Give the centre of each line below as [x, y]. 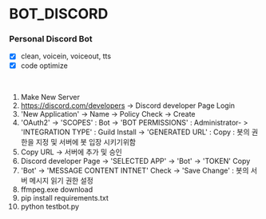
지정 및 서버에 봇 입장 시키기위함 [86, 141]
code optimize [44, 66]
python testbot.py [50, 206]
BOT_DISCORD [59, 14]
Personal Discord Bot [51, 39]
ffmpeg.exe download [57, 189]
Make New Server [50, 97]
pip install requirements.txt [64, 197]
